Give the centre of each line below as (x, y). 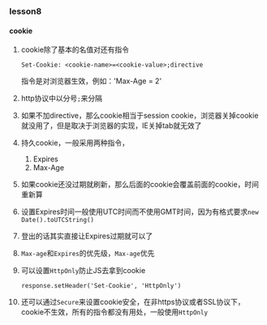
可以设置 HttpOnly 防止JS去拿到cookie (83, 271)
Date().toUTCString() (57, 220)
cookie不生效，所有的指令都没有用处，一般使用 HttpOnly (114, 312)
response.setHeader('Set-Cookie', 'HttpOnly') (101, 286)
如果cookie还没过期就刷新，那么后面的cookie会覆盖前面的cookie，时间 (140, 185)
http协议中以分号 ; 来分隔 (61, 98)
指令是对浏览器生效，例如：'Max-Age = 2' (91, 81)
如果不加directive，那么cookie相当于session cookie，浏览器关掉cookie (140, 116)
